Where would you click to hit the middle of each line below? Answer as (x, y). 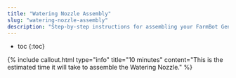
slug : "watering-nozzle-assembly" (58, 20)
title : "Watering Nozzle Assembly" (59, 14)
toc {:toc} (31, 47)
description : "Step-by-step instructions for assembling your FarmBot (113, 26)
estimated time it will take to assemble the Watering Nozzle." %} (100, 68)
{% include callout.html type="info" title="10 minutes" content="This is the (115, 60)
